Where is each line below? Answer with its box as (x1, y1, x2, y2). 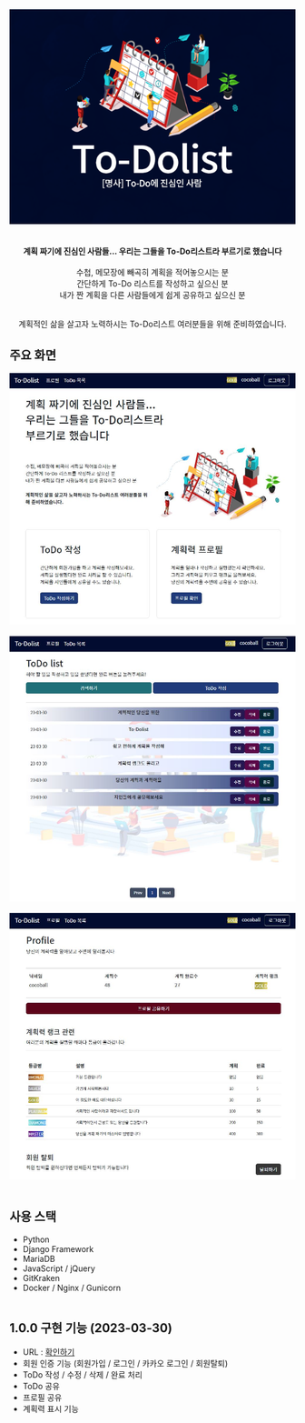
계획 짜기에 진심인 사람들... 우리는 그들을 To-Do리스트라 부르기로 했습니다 (23, 246, 282, 256)
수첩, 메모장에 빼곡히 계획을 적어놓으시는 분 (75, 267, 230, 277)
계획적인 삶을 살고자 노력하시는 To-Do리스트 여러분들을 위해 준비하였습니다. (17, 318, 288, 329)
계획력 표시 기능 (22, 1403, 79, 1414)
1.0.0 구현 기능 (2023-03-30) (9, 1320, 172, 1336)
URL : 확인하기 (22, 1346, 75, 1358)
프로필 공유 (22, 1391, 63, 1403)
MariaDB (22, 1253, 56, 1264)
